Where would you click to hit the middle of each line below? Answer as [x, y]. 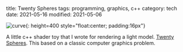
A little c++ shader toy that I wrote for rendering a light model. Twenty [90, 37]
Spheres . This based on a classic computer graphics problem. [81, 43]
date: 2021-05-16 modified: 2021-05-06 [54, 14]
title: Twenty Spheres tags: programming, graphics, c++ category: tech [91, 8]
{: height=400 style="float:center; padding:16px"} [85, 26]
